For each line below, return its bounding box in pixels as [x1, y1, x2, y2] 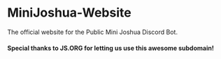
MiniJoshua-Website [7, 5, 131, 21]
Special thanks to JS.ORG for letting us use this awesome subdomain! [7, 44, 215, 52]
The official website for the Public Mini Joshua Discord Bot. [7, 28, 178, 36]
